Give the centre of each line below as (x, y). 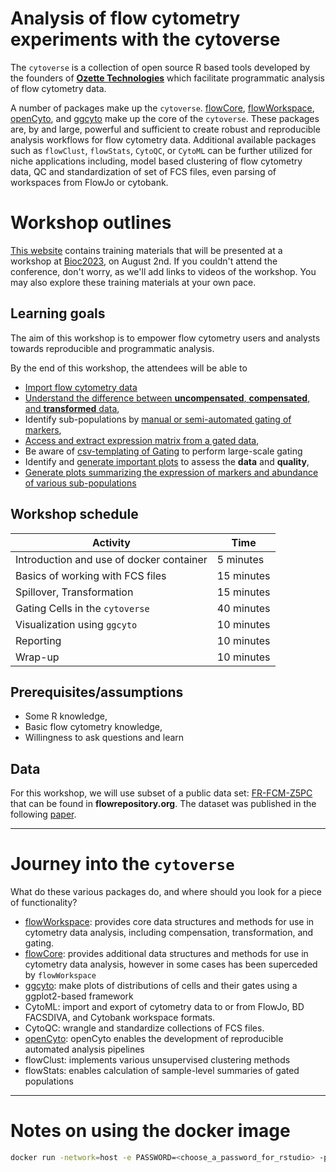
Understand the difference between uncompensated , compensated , (167, 398)
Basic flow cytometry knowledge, (93, 727)
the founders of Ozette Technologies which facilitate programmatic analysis (167, 78)
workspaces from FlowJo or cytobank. (89, 182)
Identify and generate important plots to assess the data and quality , (167, 461)
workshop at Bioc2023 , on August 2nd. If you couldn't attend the (144, 261)
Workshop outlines (91, 223)
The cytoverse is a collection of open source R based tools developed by (160, 67)
